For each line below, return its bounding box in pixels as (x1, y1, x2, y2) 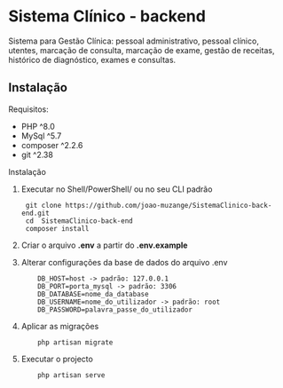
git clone (25, 201, 62, 210)
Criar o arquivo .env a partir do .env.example (20, 240, 188, 250)
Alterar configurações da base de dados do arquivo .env (20, 257, 228, 267)
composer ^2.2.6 (20, 139, 83, 150)
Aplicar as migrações (20, 321, 99, 331)
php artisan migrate (37, 337, 114, 347)
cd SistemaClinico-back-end (25, 216, 134, 226)
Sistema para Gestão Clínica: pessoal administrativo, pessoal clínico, (8, 36, 259, 46)
